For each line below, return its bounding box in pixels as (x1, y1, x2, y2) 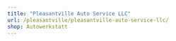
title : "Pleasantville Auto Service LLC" (7, 10, 131, 17)
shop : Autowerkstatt (7, 23, 69, 30)
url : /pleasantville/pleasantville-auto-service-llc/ (7, 17, 170, 24)
